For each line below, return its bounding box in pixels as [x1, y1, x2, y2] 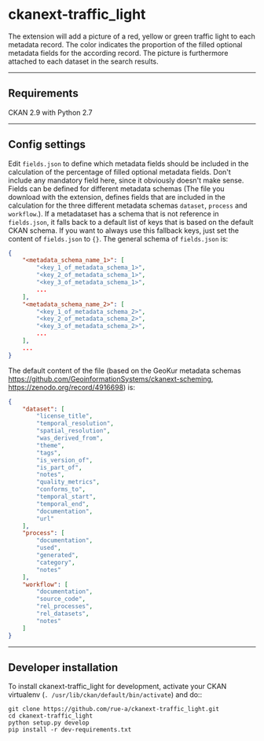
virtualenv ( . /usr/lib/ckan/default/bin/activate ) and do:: [8, 690, 203, 699]
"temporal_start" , [36, 493, 97, 501]
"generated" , [36, 551, 79, 559]
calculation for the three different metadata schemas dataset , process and [8, 201, 247, 210]
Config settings [8, 138, 86, 151]
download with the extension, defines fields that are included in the [8, 192, 225, 201]
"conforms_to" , [36, 485, 86, 493]
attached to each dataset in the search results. [8, 57, 159, 66]
